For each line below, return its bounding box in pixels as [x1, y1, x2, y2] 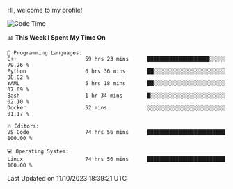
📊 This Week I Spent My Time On [7, 33, 106, 41]
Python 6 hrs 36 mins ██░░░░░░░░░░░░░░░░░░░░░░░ [7, 68, 226, 75]
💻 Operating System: [7, 148, 70, 155]
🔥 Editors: [7, 123, 40, 130]
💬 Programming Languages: [7, 50, 82, 56]
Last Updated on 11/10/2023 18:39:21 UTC [7, 174, 127, 182]
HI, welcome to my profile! [7, 6, 83, 14]
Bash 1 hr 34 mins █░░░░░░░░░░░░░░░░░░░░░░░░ [7, 92, 226, 99]
